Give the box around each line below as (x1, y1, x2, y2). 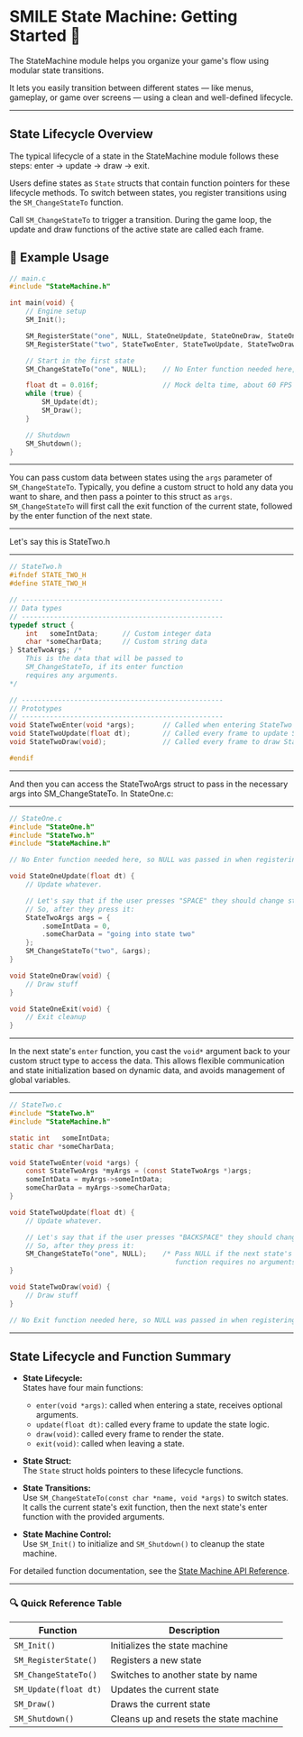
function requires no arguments (174, 1258, 297, 1267)
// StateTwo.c (9, 1100, 63, 1110)
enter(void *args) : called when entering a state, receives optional (35, 1400, 283, 1411)
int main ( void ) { (9, 299, 75, 308)
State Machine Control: (22, 1529, 112, 1539)
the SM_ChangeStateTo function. (9, 197, 124, 207)
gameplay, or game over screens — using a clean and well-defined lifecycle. (9, 92, 294, 103)
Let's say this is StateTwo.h (9, 537, 111, 547)
